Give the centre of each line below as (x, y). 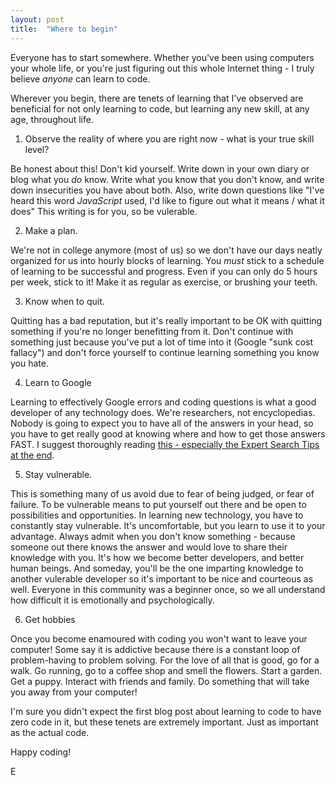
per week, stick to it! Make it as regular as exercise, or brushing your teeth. (164, 282)
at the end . (32, 455)
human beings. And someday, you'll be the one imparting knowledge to (157, 568)
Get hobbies (50, 619)
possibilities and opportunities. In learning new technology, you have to (157, 515)
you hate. (29, 363)
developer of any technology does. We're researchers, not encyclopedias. (163, 412)
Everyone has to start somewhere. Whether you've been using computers (162, 57)
